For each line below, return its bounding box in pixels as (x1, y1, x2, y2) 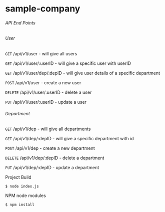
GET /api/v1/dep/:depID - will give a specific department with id (5, 136, 134, 142)
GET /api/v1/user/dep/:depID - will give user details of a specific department (5, 70, 160, 76)
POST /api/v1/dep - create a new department (5, 145, 95, 151)
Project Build (5, 174, 31, 180)
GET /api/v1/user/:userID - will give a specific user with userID (5, 60, 131, 66)
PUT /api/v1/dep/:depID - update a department (5, 165, 99, 171)
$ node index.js (5, 184, 39, 189)
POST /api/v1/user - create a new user (5, 80, 81, 85)
